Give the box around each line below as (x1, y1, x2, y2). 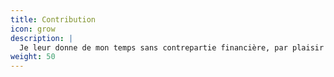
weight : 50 (10, 52, 56, 62)
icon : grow (10, 24, 56, 34)
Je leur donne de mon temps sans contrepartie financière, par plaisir (19, 42, 325, 53)
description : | (10, 33, 74, 43)
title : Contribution (10, 14, 97, 25)
